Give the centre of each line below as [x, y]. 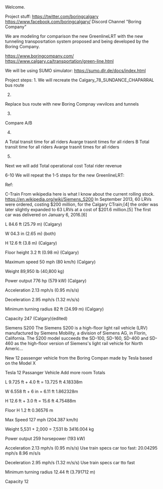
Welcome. [15, 7]
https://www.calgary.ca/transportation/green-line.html [59, 61]
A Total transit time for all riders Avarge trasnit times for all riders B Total [77, 142]
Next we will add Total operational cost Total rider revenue [63, 166]
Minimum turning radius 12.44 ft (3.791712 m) [50, 472]
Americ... [14, 348]
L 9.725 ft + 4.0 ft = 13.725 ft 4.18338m [44, 382]
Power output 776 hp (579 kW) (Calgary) [46, 281]
